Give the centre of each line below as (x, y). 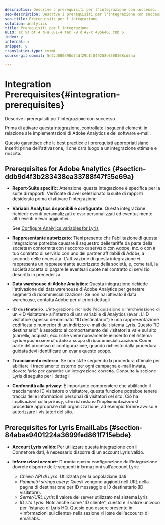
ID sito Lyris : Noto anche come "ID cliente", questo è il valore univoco (90, 502)
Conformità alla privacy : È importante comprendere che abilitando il (82, 386)
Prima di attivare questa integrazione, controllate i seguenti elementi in (76, 128)
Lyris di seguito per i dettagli (41, 376)
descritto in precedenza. (37, 275)
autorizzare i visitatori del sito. (43, 412)
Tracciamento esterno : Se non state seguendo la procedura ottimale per (86, 361)
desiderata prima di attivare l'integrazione (54, 199)
